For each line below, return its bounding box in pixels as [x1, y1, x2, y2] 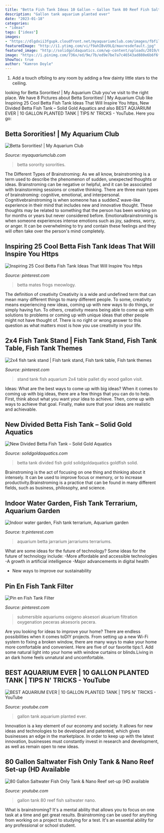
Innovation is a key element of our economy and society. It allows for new [5, 723, 153, 729]
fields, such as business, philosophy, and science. [5, 485, 106, 491]
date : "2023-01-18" [5, 16, 45, 21]
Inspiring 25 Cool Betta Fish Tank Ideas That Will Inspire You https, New [5, 100, 149, 106]
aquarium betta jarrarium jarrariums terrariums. [17, 539, 112, 544]
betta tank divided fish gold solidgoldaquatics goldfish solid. [17, 460, 138, 466]
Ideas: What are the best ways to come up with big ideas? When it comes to [5, 385, 158, 391]
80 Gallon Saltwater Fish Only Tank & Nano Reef [5, 758, 154, 766]
